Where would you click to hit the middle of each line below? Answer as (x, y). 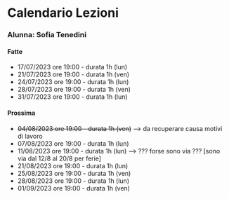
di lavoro (30, 136)
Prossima (21, 113)
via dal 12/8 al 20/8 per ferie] (59, 158)
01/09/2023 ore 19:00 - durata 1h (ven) (73, 188)
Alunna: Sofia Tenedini (47, 35)
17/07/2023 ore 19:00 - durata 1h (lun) (72, 67)
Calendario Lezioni (63, 13)
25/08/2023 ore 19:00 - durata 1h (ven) (74, 173)
